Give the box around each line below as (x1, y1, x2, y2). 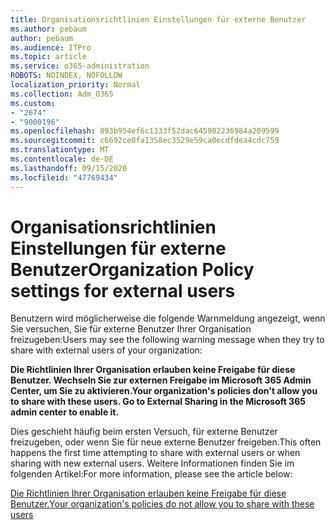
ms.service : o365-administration (10, 61, 150, 71)
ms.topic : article (10, 52, 87, 62)
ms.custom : (10, 98, 56, 108)
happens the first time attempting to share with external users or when (10, 447, 301, 459)
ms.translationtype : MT (10, 145, 110, 155)
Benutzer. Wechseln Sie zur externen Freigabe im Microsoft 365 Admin (10, 374, 312, 386)
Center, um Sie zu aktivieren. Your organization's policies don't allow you (10, 385, 318, 397)
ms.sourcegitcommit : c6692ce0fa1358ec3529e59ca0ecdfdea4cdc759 (10, 136, 280, 146)
